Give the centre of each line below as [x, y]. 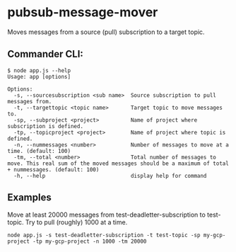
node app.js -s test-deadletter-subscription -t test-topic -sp [104, 235]
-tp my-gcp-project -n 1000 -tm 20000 [90, 241]
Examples [29, 198]
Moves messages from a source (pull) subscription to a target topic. [106, 32]
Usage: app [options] [39, 76]
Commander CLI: [45, 54]
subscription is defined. [45, 126]
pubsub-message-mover [83, 12]
